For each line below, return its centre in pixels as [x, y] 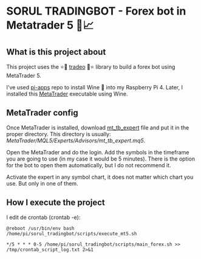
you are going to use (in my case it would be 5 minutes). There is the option [101, 159]
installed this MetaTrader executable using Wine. [67, 94]
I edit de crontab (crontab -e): [43, 217]
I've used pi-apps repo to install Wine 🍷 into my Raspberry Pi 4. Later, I [95, 87]
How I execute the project [56, 203]
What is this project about [56, 52]
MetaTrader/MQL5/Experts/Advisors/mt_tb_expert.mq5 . [76, 140]
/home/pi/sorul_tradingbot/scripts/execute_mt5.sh [72, 233]
